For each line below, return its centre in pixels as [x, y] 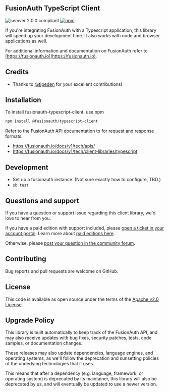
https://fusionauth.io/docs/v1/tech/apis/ [54, 146]
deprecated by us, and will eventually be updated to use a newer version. [81, 384]
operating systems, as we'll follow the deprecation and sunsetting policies [82, 358]
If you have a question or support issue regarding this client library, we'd [80, 213]
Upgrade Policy [30, 320]
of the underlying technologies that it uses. [50, 364]
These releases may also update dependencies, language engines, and [79, 353]
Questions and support [42, 201]
